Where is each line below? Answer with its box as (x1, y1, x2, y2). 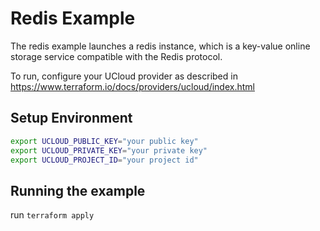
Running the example (10, 182, 146, 199)
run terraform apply (10, 209, 95, 221)
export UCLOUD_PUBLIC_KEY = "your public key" (10, 136, 199, 146)
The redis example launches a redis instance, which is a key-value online (10, 40, 311, 52)
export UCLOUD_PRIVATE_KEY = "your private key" (10, 145, 208, 156)
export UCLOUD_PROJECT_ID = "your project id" (10, 155, 199, 165)
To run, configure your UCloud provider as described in (10, 70, 238, 82)
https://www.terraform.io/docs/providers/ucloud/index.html (10, 80, 255, 92)
